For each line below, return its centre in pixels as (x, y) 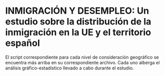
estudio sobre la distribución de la (78, 22)
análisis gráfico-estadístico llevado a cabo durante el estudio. (70, 68)
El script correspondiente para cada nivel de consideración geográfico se (82, 57)
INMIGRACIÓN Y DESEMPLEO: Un (77, 11)
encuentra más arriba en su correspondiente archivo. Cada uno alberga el (82, 62)
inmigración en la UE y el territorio (78, 32)
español (23, 43)
